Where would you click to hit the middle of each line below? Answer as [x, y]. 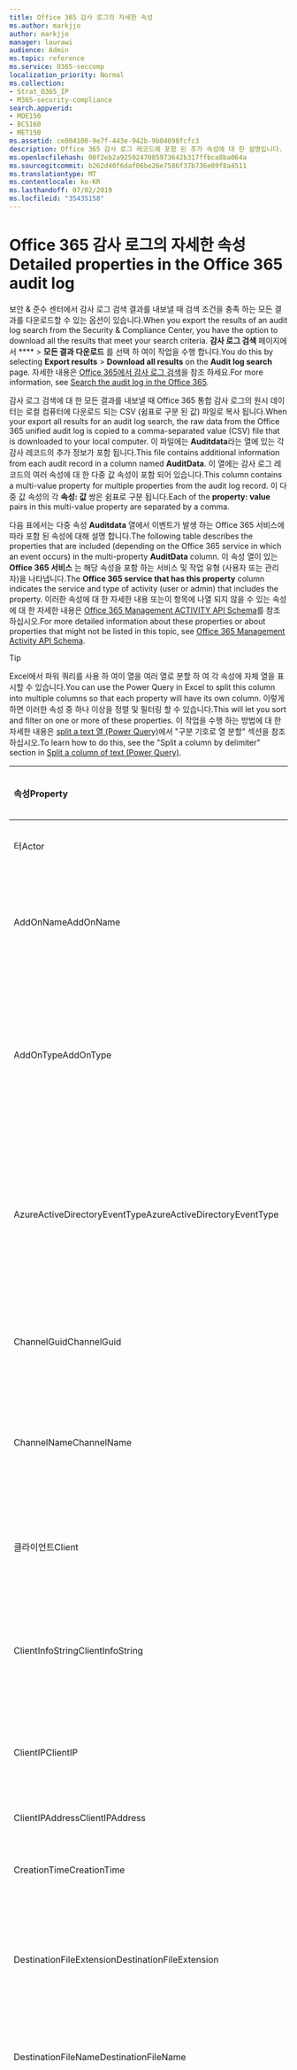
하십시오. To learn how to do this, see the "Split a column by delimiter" [135, 742]
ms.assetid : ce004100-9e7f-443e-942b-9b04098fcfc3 [104, 141]
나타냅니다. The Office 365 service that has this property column [146, 578]
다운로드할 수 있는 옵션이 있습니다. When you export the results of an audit [156, 320]
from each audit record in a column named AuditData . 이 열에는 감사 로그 [141, 463]
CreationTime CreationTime [69, 1870]
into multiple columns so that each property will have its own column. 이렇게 [147, 698]
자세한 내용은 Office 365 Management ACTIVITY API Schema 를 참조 [159, 610]
